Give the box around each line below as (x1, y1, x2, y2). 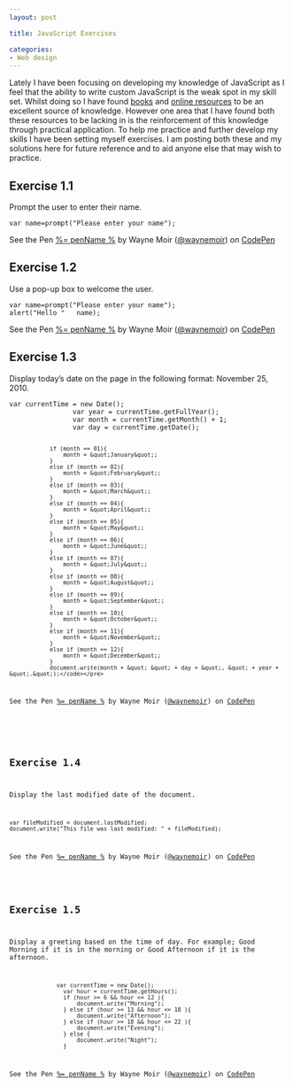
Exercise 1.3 (9, 350, 77, 365)
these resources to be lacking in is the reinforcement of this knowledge (9, 115, 269, 126)
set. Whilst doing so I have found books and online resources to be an (9, 96, 264, 107)
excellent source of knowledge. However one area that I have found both (9, 105, 275, 116)
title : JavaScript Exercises (9, 28, 117, 38)
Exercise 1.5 (9, 904, 81, 916)
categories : (9, 45, 53, 54)
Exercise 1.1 (9, 178, 73, 193)
